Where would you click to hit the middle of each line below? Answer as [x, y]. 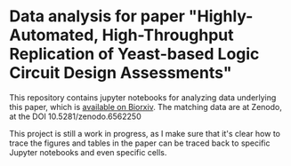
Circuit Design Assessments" [121, 73]
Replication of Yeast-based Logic [134, 54]
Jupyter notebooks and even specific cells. [88, 152]
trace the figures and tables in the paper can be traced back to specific [140, 143]
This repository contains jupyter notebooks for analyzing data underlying [143, 97]
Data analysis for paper [97, 16]
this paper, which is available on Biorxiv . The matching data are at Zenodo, [145, 107]
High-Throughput [168, 35]
